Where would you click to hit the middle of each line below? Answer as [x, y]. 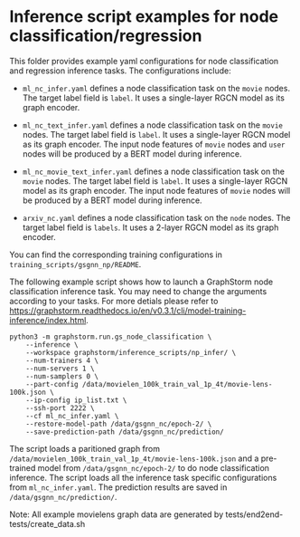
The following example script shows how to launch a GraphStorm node [141, 282]
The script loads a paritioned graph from [85, 448]
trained [23, 467]
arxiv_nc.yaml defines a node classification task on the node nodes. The [156, 217]
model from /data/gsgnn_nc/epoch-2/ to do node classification [153, 467]
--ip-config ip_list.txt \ [76, 400]
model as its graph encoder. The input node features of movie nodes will [156, 190]
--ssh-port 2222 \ [60, 408]
